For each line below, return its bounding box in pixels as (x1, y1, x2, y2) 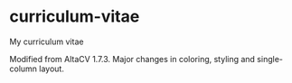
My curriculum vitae (9, 36, 84, 47)
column (9, 63, 38, 74)
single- (257, 53, 283, 64)
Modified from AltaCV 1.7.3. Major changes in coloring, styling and (9, 53, 256, 64)
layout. (39, 63, 65, 74)
